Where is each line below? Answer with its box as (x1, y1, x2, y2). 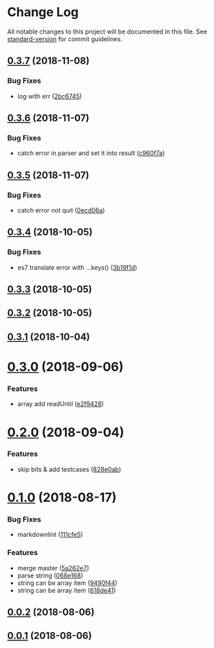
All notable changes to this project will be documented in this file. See (7, 27, 208, 36)
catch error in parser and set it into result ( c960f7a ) (17, 149, 165, 157)
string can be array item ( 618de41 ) (17, 586, 116, 594)
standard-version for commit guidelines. (7, 34, 123, 43)
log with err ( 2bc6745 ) (17, 92, 82, 100)
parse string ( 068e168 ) (17, 571, 84, 579)
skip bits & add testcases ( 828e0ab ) (17, 465, 122, 473)
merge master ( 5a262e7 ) (17, 563, 89, 572)
